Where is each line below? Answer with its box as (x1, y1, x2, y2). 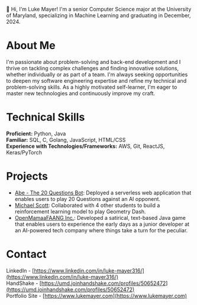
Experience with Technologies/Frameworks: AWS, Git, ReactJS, (6, 142, 165, 150)
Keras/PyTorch (6, 148, 43, 156)
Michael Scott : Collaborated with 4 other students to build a (14, 202, 160, 209)
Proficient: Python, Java (6, 130, 66, 137)
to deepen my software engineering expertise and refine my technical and (6, 77, 187, 84)
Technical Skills (6, 111, 85, 124)
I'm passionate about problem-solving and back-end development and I (6, 58, 181, 65)
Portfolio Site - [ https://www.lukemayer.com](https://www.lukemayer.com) (6, 292, 188, 299)
